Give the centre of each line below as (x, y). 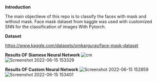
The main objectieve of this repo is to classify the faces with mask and (76, 16)
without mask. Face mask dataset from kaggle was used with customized (79, 22)
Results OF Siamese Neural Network (43, 55)
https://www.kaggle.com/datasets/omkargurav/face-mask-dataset (72, 45)
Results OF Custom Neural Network (42, 69)
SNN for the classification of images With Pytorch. (56, 27)
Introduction (18, 7)
